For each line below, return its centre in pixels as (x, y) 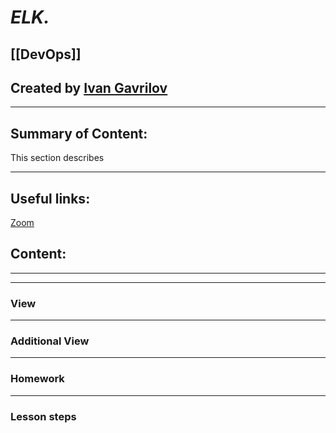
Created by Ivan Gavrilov (89, 87)
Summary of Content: (79, 133)
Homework (37, 379)
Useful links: (50, 198)
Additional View (50, 341)
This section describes (57, 158)
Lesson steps (43, 416)
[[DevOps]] (46, 54)
